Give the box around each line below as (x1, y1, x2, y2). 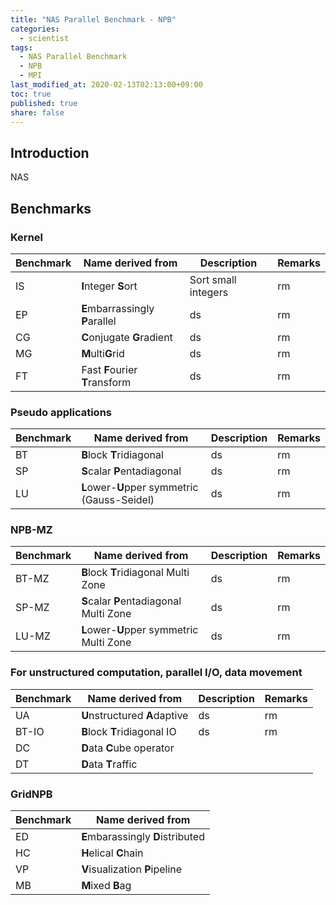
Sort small (189, 272, 237, 286)
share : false (10, 107, 65, 118)
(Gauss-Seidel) (81, 493, 155, 507)
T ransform (81, 375, 132, 389)
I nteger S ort (81, 279, 138, 293)
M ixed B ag (81, 879, 132, 893)
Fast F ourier (81, 362, 138, 376)
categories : (10, 24, 60, 34)
